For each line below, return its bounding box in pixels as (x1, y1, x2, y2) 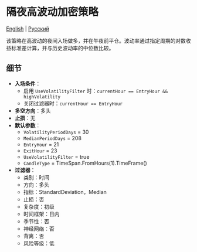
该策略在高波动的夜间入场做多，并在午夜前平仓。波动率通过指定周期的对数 (6, 37, 186, 44)
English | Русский (6, 25, 49, 32)
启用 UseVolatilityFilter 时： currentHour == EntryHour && (23, 87, 168, 94)
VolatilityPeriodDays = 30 (23, 128, 89, 135)
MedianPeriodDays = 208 (23, 134, 82, 141)
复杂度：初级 (23, 203, 55, 210)
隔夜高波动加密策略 (6, 5, 99, 19)
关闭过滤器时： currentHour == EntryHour (23, 100, 123, 107)
